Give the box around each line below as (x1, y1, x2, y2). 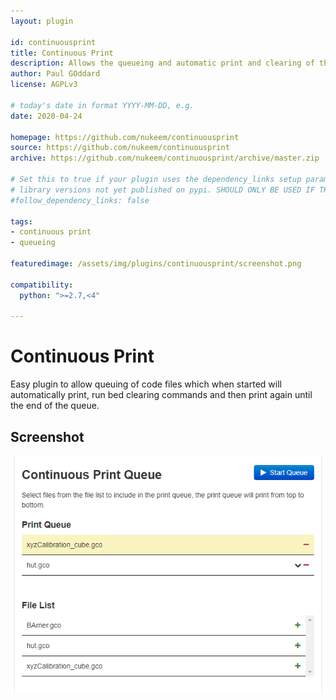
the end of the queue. (10, 400, 100, 412)
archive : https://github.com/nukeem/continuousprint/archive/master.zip (10, 153, 320, 164)
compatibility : (10, 280, 74, 290)
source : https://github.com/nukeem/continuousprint (10, 143, 230, 153)
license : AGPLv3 (10, 80, 78, 90)
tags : (10, 216, 33, 227)
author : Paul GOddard (10, 69, 101, 79)
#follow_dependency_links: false (10, 195, 150, 205)
